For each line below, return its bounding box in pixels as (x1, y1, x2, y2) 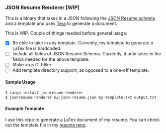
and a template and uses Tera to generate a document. (5, 20, 118, 26)
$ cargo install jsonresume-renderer (5, 90, 83, 95)
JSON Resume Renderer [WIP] (5, 4, 80, 11)
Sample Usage (5, 79, 36, 85)
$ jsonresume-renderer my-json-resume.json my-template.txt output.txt (5, 95, 157, 100)
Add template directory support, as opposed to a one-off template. (12, 67, 149, 73)
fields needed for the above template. (12, 56, 89, 62)
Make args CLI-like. (12, 62, 53, 68)
